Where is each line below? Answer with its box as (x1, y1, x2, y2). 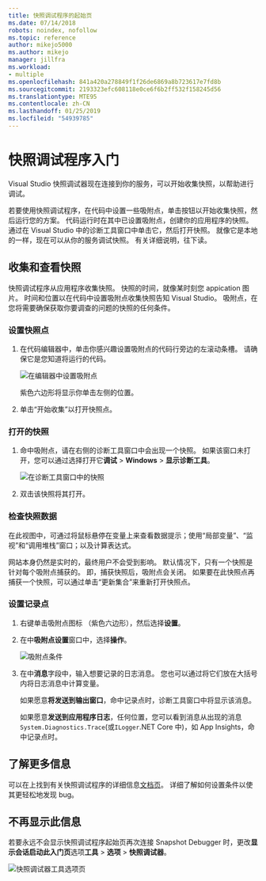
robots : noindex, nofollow (8, 26, 97, 34)
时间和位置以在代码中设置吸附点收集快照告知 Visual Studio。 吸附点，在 (23, 293, 258, 302)
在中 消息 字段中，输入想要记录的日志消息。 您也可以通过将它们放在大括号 (19, 668, 258, 678)
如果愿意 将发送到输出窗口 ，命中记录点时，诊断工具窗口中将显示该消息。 (19, 695, 256, 704)
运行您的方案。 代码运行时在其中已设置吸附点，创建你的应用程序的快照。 (14, 215, 253, 225)
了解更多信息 (8, 758, 71, 771)
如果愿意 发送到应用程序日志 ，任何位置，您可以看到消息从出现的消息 (19, 712, 242, 721)
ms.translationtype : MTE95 (8, 93, 97, 101)
